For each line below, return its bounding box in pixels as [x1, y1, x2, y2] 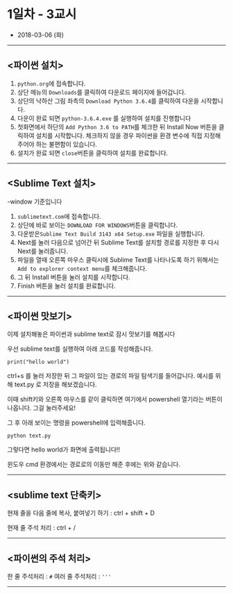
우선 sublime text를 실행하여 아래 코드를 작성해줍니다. [7, 345, 153, 353]
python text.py [7, 432, 51, 440]
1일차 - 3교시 [7, 6, 77, 22]
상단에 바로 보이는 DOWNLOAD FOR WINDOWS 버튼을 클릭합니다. [17, 220, 178, 229]
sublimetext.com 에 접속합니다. [17, 212, 102, 220]
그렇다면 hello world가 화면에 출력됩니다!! [7, 445, 120, 454]
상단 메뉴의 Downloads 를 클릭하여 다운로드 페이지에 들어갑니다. [17, 88, 187, 96]
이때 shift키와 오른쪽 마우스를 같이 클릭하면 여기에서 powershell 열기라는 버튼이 [7, 395, 223, 404]
